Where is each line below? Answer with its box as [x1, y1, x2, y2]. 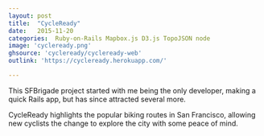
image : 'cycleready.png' [8, 42, 92, 50]
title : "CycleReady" [8, 19, 81, 27]
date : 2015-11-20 [8, 27, 74, 35]
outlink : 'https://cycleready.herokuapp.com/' [8, 57, 167, 65]
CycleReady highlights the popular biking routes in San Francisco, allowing [8, 109, 256, 119]
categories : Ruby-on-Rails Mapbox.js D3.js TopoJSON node [8, 34, 211, 43]
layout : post [8, 11, 52, 20]
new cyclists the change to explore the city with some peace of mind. [8, 118, 239, 128]
